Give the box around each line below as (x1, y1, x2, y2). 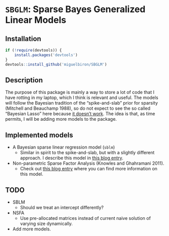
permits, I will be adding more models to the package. (5, 116, 117, 122)
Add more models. (12, 226, 51, 232)
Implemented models (5, 130, 73, 139)
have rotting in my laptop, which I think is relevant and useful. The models (5, 95, 158, 101)
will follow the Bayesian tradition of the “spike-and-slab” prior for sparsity (5, 100, 158, 106)
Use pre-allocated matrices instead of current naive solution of (20, 215, 151, 221)
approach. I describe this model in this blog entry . (20, 155, 124, 161)
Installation (5, 34, 41, 43)
